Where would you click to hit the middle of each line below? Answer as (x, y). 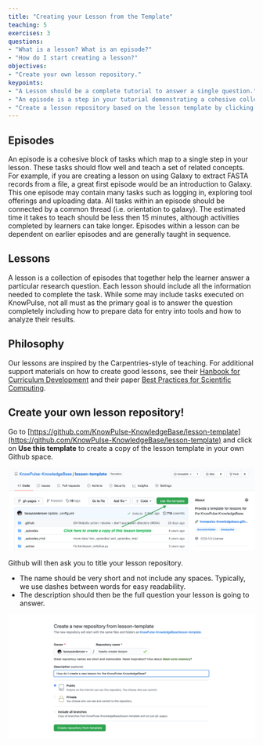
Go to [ (19, 431)
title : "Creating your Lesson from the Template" (91, 16)
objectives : (27, 67)
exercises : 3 (29, 33)
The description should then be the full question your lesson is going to (134, 595)
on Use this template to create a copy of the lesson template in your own (126, 448)
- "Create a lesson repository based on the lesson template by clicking (131, 107)
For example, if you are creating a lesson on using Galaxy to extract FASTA (128, 176)
